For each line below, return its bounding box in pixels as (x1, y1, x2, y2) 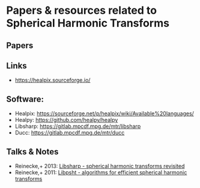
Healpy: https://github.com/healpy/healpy (14, 117, 118, 124)
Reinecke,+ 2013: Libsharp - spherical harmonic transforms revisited (14, 163, 185, 170)
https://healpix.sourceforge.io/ (14, 76, 91, 84)
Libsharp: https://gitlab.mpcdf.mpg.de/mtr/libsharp (14, 123, 141, 130)
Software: (6, 94, 44, 104)
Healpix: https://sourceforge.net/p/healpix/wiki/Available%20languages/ (14, 110, 194, 117)
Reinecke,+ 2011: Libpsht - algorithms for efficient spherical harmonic (14, 169, 187, 176)
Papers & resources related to (6, 4, 157, 17)
